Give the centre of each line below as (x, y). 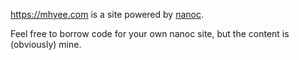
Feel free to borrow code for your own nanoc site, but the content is (150, 33)
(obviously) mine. (46, 44)
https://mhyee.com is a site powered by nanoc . (107, 14)
